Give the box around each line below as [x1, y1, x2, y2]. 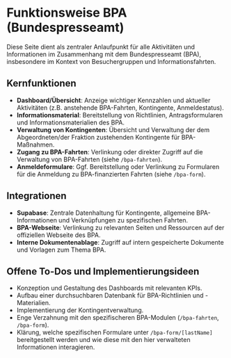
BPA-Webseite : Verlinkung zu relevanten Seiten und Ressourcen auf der [16, 223, 225, 231]
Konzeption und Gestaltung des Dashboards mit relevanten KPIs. [16, 284, 202, 293]
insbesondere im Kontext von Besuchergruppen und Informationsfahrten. [6, 57, 216, 65]
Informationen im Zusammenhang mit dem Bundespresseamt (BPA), [6, 50, 202, 58]
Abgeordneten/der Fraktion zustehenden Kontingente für [16, 133, 180, 141]
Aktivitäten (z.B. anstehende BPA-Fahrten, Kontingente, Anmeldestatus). [16, 103, 224, 112]
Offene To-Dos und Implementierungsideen [6, 266, 200, 277]
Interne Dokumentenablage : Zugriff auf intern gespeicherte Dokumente [16, 238, 224, 246]
